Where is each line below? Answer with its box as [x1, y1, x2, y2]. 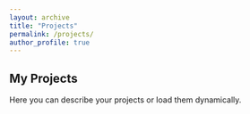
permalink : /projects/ [9, 29, 94, 38]
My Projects [9, 70, 78, 85]
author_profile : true [9, 37, 91, 47]
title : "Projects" [9, 21, 78, 30]
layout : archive [9, 12, 70, 22]
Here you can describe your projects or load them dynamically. [9, 94, 242, 105]
